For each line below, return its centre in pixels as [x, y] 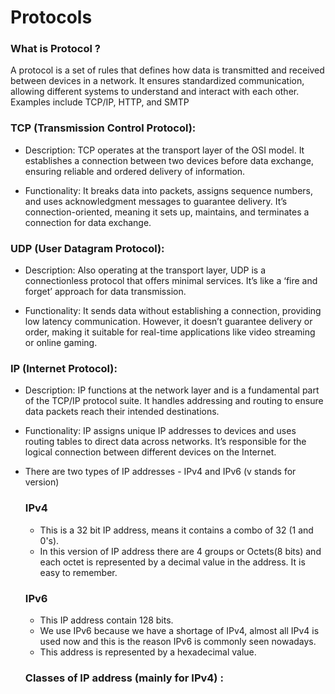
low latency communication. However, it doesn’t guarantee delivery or [168, 322]
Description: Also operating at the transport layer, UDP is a [145, 270]
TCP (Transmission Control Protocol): [103, 128]
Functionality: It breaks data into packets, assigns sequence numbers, [168, 190]
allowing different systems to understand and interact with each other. [155, 92]
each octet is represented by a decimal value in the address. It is [172, 562]
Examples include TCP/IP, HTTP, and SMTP [100, 102]
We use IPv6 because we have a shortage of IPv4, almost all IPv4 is [179, 630]
